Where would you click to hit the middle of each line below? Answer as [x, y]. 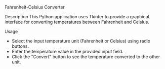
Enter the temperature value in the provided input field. [67, 52]
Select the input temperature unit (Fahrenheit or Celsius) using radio [81, 41]
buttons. [20, 46]
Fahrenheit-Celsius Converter [35, 7]
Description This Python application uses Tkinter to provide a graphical [77, 17]
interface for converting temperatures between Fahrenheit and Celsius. [77, 22]
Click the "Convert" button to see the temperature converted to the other [86, 57]
